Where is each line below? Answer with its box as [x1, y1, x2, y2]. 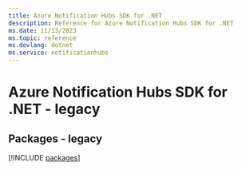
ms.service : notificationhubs [8, 49, 109, 57]
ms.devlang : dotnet [8, 42, 73, 49]
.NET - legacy [8, 101, 101, 118]
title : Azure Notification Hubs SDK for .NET [8, 11, 162, 20]
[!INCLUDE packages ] [8, 153, 81, 162]
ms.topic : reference [8, 34, 77, 42]
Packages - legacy [8, 132, 102, 145]
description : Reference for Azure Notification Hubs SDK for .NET [8, 19, 234, 27]
